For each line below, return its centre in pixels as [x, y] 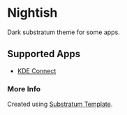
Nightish [32, 13]
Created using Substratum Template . [60, 104]
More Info [24, 89]
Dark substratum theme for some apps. [63, 32]
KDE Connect [37, 70]
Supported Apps [44, 54]
